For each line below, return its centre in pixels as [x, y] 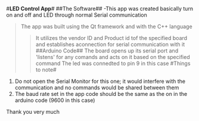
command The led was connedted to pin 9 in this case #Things [113, 63]
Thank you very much [33, 112]
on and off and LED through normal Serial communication [77, 15]
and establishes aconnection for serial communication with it [110, 44]
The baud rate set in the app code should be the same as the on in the [101, 94]
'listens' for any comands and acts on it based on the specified [113, 57]
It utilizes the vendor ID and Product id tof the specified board [111, 38]
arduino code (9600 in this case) [55, 100]
